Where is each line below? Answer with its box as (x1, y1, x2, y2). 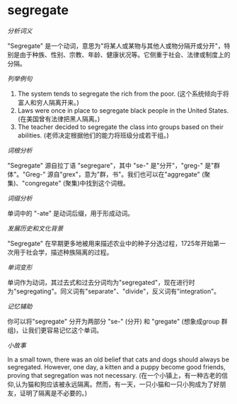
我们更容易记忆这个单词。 (28, 325, 103, 335)
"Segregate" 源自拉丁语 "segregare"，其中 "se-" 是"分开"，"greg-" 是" (7, 161, 214, 169)
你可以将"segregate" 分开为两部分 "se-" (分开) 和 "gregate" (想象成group (7, 317, 220, 325)
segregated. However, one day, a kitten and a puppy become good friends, (7, 362, 226, 371)
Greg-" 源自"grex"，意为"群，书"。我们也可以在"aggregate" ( (25, 169, 204, 179)
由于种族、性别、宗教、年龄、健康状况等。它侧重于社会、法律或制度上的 (19, 50, 231, 59)
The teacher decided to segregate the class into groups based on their (17, 123, 224, 131)
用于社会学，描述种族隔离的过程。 (13, 247, 113, 257)
